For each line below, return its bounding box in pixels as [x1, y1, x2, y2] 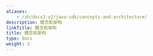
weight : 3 [6, 41, 30, 47]
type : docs [6, 36, 33, 41]
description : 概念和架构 [6, 19, 62, 25]
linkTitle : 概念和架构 [6, 24, 57, 31]
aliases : [6, 8, 27, 15]
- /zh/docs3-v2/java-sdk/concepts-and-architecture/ [16, 14, 148, 20]
